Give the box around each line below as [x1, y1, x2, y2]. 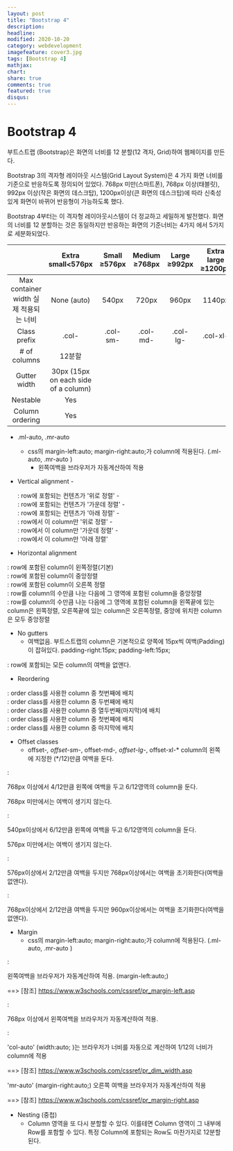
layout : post [7, 10, 45, 17]
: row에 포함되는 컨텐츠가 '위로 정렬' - [17, 491, 120, 500]
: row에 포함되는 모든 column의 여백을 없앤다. [7, 660, 132, 669]
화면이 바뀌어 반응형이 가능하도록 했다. [19, 197, 124, 205]
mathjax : [7, 62, 33, 69]
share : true [7, 74, 42, 82]
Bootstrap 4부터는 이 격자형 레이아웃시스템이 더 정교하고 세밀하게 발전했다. [7, 212, 212, 220]
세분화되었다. [14, 229, 51, 237]
